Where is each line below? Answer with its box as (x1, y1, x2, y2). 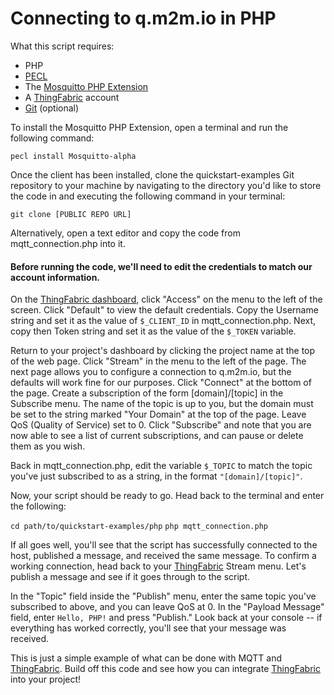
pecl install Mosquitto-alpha (10, 151, 137, 161)
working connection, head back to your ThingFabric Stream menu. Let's (10, 560, 307, 572)
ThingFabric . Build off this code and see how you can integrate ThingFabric (10, 663, 321, 675)
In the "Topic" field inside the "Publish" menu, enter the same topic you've (10, 590, 317, 602)
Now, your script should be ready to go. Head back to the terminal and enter (10, 490, 325, 502)
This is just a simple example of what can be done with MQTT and (10, 652, 283, 664)
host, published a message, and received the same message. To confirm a (10, 550, 317, 562)
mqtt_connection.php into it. (10, 237, 126, 249)
